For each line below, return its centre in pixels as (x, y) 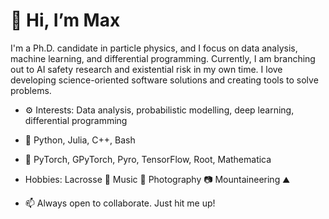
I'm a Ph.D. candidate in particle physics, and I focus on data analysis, (154, 48)
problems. (31, 90)
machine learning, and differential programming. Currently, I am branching (163, 58)
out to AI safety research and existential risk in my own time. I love (146, 69)
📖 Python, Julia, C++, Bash (80, 140)
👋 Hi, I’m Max (65, 20)
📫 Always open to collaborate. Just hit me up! (120, 203)
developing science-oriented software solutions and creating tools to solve (164, 80)
